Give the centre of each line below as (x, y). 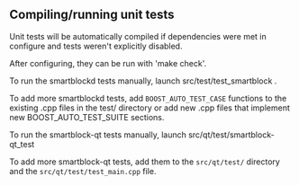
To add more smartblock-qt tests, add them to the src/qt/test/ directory (145, 162)
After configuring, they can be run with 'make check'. (108, 63)
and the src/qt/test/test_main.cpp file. (83, 171)
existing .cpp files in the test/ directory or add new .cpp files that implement (149, 108)
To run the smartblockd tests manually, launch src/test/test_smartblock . (143, 81)
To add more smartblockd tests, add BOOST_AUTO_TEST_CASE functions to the (148, 98)
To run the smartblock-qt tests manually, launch (98, 135)
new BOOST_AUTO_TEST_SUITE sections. (87, 117)
